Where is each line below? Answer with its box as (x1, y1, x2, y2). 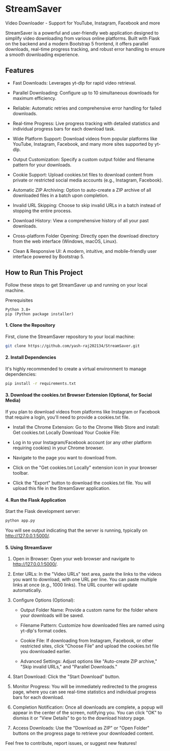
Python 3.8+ (5, 307, 31, 312)
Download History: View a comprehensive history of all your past (12, 217, 149, 223)
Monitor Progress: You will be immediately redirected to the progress (12, 684, 157, 690)
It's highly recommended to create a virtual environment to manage (5, 366, 147, 372)
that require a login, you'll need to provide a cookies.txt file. (5, 414, 130, 420)
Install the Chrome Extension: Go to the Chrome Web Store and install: (12, 424, 160, 430)
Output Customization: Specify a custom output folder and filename (12, 156, 155, 162)
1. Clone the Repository (5, 322, 55, 328)
